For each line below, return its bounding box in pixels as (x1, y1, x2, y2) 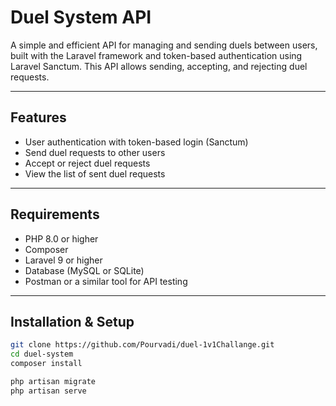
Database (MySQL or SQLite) (24, 264, 145, 276)
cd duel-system (10, 349, 74, 360)
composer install (10, 359, 83, 369)
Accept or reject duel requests (24, 157, 151, 169)
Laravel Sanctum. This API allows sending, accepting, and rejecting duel (10, 60, 308, 72)
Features (10, 109, 67, 126)
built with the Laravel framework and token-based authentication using (10, 49, 303, 61)
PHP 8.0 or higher (24, 232, 99, 245)
